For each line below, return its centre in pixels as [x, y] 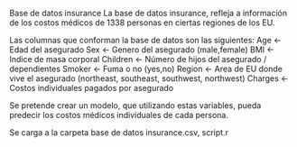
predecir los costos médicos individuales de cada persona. [119, 115]
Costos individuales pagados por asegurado [92, 88]
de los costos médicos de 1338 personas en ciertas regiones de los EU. [142, 23]
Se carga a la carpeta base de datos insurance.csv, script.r [119, 133]
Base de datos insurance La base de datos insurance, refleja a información [148, 13]
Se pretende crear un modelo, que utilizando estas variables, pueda [135, 106]
